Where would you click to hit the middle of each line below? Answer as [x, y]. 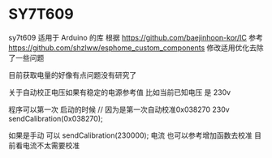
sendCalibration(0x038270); [56, 118]
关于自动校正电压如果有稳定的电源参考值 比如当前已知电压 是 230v [120, 92]
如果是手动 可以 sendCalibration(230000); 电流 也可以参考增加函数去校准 [131, 135]
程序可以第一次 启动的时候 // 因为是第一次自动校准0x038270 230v [119, 109]
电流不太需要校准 [51, 145]
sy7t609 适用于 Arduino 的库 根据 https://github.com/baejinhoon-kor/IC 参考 [136, 37]
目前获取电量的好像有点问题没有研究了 [72, 75]
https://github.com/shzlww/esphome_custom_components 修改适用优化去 [133, 47]
